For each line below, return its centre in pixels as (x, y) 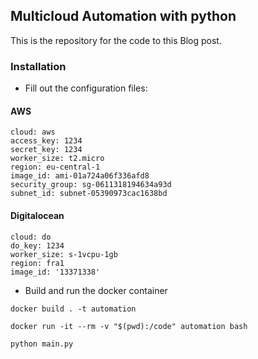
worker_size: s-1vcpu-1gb (64, 254)
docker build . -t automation (73, 309)
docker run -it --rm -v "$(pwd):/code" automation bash (129, 326)
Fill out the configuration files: (86, 88)
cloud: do (31, 237)
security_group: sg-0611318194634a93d (91, 185)
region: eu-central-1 (55, 167)
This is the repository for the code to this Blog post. (116, 40)
